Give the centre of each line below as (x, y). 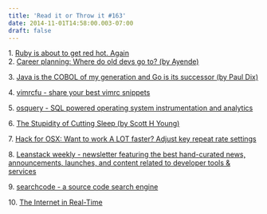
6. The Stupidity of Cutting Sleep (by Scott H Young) (94, 124)
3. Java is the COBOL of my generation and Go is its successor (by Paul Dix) (133, 77)
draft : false (30, 30)
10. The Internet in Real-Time (55, 202)
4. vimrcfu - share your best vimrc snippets (79, 93)
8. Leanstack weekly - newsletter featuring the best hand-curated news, (127, 155)
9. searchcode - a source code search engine (83, 187)
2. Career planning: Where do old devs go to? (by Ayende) (104, 61)
